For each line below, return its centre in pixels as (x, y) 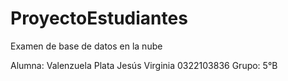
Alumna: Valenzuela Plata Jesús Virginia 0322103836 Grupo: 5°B (144, 65)
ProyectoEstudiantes (99, 18)
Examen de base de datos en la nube (86, 46)
